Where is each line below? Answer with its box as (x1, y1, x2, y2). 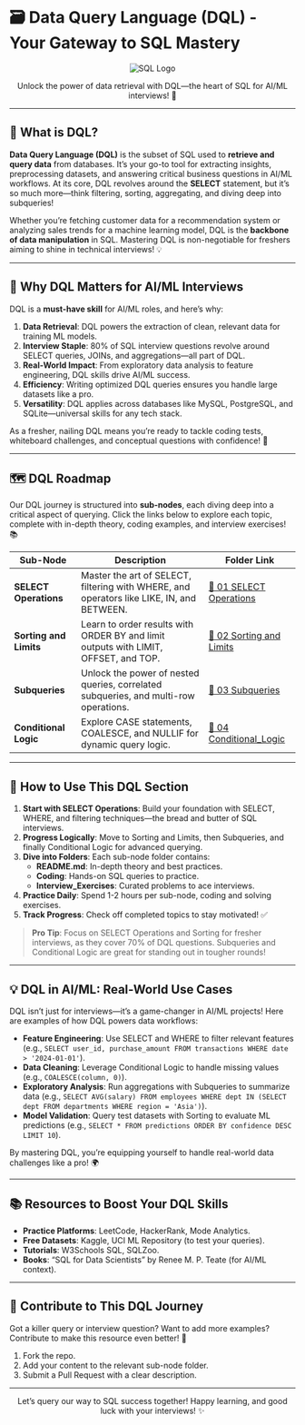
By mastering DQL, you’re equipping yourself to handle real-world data (9, 1147, 274, 1158)
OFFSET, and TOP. (81, 652, 161, 665)
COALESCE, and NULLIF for (81, 727, 200, 740)
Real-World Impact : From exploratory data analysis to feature (22, 360, 254, 371)
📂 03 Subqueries (208, 684, 280, 697)
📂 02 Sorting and (208, 629, 281, 642)
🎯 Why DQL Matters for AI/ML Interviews (9, 279, 244, 295)
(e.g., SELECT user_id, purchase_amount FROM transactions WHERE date (22, 1043, 289, 1054)
